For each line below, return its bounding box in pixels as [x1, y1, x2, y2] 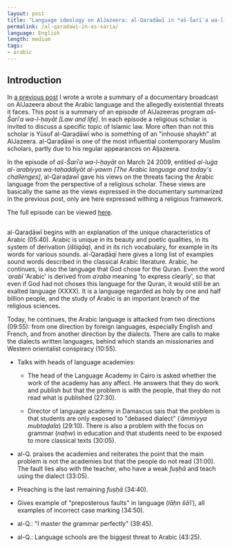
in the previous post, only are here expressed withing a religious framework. [7, 195, 224, 203]
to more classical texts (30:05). [27, 436, 116, 445]
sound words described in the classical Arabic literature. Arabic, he [7, 258, 198, 266]
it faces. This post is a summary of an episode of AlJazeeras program [7, 107, 205, 116]
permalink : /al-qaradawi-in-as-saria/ [7, 23, 119, 30]
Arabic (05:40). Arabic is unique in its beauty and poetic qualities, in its [7, 236, 209, 244]
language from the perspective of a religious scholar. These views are [7, 179, 206, 188]
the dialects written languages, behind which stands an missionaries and [7, 337, 214, 346]
